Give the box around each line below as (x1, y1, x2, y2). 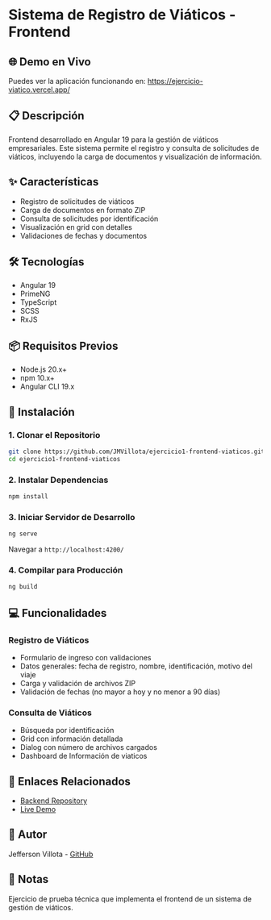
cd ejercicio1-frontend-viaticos (8, 455, 121, 463)
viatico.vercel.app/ (8, 85, 70, 94)
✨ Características (8, 175, 99, 189)
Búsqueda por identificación (19, 726, 115, 735)
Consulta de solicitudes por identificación (19, 214, 159, 223)
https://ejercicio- (148, 77, 203, 85)
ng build (8, 583, 38, 591)
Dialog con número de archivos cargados (19, 743, 157, 752)
